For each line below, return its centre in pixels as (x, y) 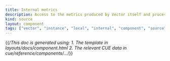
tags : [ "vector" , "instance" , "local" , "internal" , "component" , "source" (86, 28)
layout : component (25, 24)
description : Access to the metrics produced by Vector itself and (78, 14)
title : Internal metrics (31, 10)
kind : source (19, 19)
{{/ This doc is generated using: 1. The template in (57, 42)
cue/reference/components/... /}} (39, 53)
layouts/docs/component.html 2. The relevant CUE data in (66, 48)
